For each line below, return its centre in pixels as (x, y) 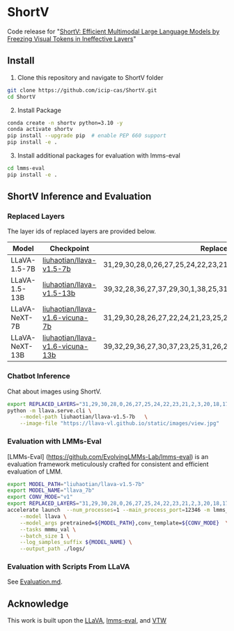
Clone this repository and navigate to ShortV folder (90, 77)
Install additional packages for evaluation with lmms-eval (99, 155)
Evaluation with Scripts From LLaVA (69, 567)
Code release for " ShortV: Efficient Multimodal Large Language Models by (114, 31)
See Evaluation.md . (35, 582)
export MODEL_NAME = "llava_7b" (51, 491)
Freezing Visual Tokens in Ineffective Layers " (72, 38)
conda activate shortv (40, 130)
